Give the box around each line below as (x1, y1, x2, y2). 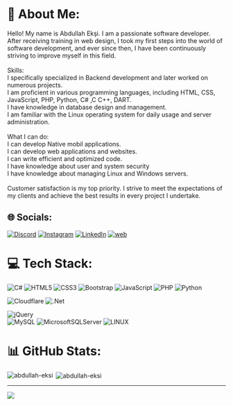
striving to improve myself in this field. (7, 51, 116, 60)
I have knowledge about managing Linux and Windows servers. (7, 169, 189, 178)
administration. (7, 117, 50, 126)
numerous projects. (7, 81, 63, 89)
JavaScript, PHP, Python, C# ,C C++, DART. (7, 95, 132, 103)
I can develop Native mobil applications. (7, 139, 121, 148)
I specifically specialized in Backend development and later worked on (7, 73, 209, 82)
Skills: (7, 66, 24, 74)
